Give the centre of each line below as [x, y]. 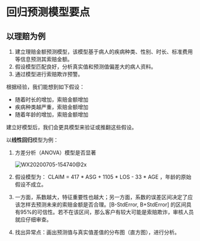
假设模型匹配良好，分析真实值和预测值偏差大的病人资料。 [85, 67]
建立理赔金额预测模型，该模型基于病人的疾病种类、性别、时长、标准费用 [104, 52]
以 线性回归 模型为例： [32, 140]
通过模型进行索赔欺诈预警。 [49, 74]
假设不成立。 [30, 184]
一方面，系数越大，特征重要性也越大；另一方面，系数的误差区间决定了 [101, 197]
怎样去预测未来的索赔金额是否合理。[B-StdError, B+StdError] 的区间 [103, 205]
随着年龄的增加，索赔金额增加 [51, 115]
